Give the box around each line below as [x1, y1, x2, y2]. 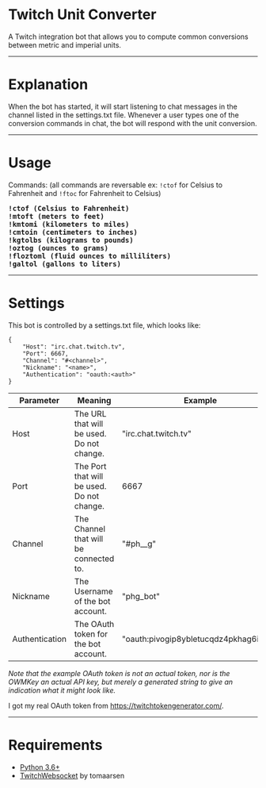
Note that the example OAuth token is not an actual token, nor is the [8, 668, 230, 678]
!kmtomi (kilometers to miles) [8, 220, 130, 229]
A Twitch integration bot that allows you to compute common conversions [8, 32, 249, 41]
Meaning [77, 394, 112, 406]
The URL [74, 408, 107, 419]
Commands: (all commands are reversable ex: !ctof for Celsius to [8, 180, 223, 190]
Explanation [8, 75, 89, 94]
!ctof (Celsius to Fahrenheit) [8, 204, 130, 213]
